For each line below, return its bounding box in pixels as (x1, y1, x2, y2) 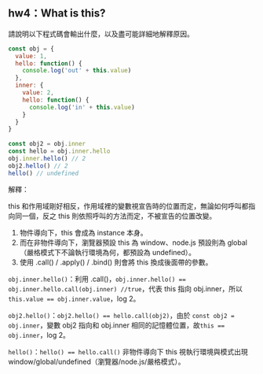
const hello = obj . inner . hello (8, 147, 111, 155)
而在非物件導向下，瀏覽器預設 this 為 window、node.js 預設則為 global (19, 238, 247, 247)
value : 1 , (15, 52, 47, 60)
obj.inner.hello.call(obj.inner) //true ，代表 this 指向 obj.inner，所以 (8, 283, 243, 293)
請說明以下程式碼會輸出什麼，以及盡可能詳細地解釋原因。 (8, 29, 194, 39)
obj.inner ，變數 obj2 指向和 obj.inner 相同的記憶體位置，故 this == (8, 320, 225, 330)
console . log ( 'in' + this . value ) (28, 103, 135, 111)
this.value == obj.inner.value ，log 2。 (8, 294, 141, 303)
